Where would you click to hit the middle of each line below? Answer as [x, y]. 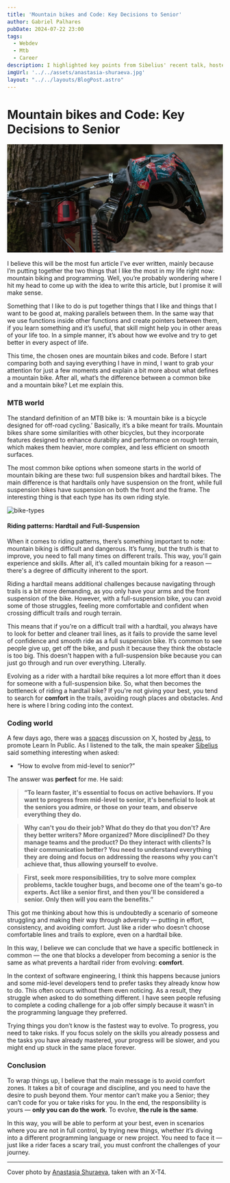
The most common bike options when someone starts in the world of [104, 468]
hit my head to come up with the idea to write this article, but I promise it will [115, 286]
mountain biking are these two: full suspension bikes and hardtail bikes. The [114, 475]
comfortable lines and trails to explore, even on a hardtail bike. [95, 935]
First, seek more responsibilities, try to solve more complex [110, 878]
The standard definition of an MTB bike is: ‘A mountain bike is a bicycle [107, 418]
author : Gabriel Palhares [44, 22]
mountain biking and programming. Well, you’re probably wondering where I [114, 278]
